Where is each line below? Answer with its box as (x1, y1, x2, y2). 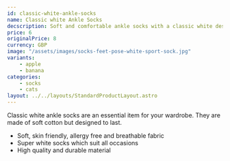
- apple (19, 61, 41, 68)
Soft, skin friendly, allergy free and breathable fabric (16, 132, 164, 140)
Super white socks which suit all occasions (16, 139, 139, 147)
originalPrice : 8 (7, 35, 57, 42)
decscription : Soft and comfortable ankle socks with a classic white (7, 23, 213, 29)
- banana (19, 67, 44, 74)
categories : (7, 73, 41, 80)
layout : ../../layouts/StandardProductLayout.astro (7, 93, 157, 100)
